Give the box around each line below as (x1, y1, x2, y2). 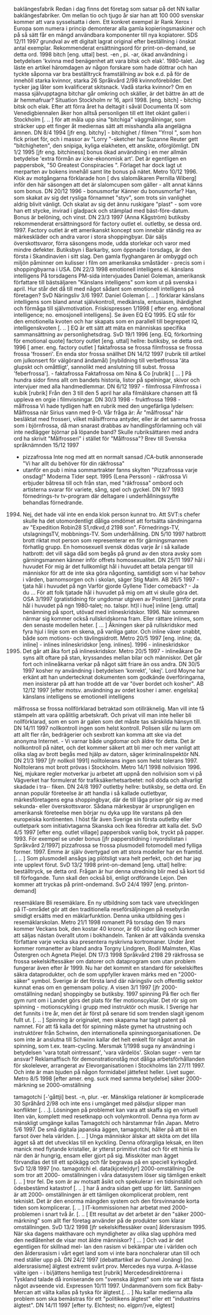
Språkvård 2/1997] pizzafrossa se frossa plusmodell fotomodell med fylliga (13, 842, 202, 849)
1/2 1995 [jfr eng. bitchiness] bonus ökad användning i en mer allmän (13, 148, 188, 156)
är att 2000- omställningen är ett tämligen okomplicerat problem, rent (13, 1191, 189, 1198)
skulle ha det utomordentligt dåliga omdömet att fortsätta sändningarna (22, 517, 202, 525)
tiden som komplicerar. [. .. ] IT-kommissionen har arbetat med (13, 1204, 171, 1211)
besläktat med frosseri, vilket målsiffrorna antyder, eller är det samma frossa (13, 415, 206, 422)
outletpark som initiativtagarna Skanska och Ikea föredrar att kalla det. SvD (13, 822, 202, 829)
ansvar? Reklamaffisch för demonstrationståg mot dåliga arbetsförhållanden (13, 1055, 205, 1063)
